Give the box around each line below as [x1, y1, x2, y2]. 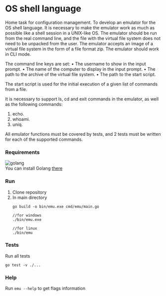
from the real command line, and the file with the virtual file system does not [5, 35, 161, 41]
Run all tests [5, 253, 30, 259]
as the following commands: [5, 101, 63, 107]
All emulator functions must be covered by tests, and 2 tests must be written [5, 131, 161, 137]
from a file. [5, 86, 27, 92]
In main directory [12, 195, 47, 200]
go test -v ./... [5, 262, 41, 268]
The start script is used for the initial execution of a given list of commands [5, 81, 158, 87]
